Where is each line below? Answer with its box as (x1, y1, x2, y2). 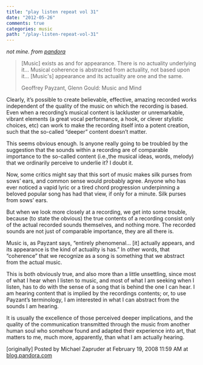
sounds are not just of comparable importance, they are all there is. (6, 228, 175, 235)
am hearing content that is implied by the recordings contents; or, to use (6, 290, 187, 297)
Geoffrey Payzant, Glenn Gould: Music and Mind (21, 84, 142, 91)
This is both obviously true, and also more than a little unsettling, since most (6, 271, 196, 278)
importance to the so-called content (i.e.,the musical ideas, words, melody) (6, 153, 194, 160)
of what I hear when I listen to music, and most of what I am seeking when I (6, 277, 195, 284)
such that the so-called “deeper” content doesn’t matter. (6, 128, 147, 136)
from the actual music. (6, 258, 62, 266)
